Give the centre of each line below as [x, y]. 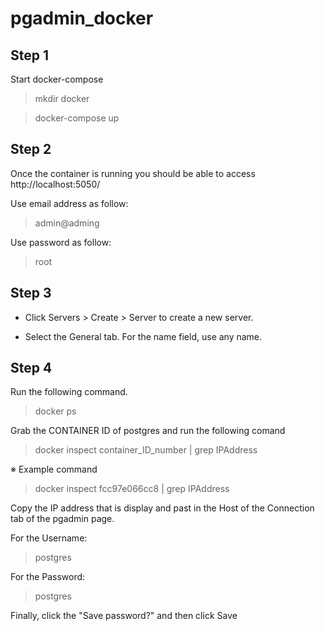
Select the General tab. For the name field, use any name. [143, 336]
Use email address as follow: [69, 203]
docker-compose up [77, 118]
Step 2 [31, 149]
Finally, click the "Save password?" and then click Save [124, 616]
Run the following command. [69, 392]
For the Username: [49, 538]
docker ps [55, 411]
